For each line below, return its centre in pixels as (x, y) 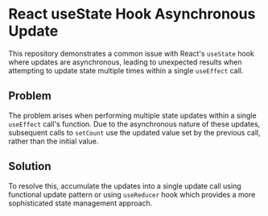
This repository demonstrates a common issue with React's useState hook (132, 53)
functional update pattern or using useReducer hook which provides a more (132, 194)
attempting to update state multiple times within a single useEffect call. (126, 70)
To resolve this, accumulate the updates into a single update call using (125, 185)
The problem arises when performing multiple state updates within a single (132, 115)
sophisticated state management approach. (80, 203)
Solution (30, 166)
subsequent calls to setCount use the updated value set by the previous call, (134, 132)
